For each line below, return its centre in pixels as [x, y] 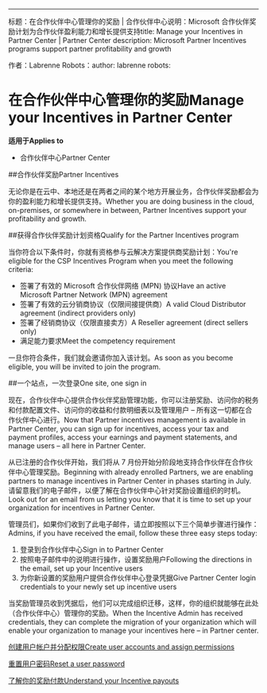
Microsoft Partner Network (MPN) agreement [94, 294]
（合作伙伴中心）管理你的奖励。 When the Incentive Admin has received [126, 613]
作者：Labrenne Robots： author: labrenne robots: [89, 65]
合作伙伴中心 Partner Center [65, 157]
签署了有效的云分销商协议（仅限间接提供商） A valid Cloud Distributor [133, 304]
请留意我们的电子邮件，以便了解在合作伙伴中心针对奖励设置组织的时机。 [126, 490]
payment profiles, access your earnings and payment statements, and [123, 437]
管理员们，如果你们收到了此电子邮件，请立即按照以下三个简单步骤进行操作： [133, 524]
